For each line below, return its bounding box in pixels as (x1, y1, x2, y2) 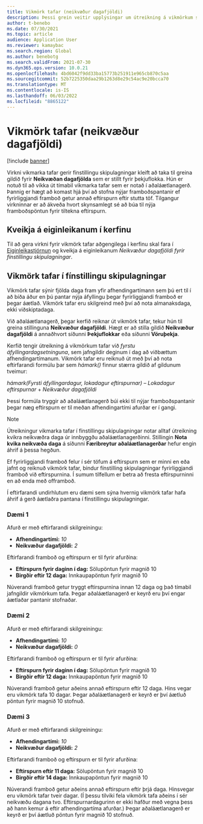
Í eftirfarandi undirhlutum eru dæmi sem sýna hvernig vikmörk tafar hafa (7, 489, 186, 496)
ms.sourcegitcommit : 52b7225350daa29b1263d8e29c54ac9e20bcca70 (7, 76, 169, 82)
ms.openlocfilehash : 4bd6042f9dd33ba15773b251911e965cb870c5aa (7, 70, 169, 76)
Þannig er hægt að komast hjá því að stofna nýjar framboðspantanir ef (7, 188, 181, 195)
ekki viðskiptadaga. (7, 306, 55, 313)
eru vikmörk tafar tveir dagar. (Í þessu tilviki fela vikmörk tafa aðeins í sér (7, 792, 188, 799)
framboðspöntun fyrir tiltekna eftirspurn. (7, 207, 107, 214)
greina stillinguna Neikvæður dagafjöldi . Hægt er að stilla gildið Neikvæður (7, 324, 195, 331)
